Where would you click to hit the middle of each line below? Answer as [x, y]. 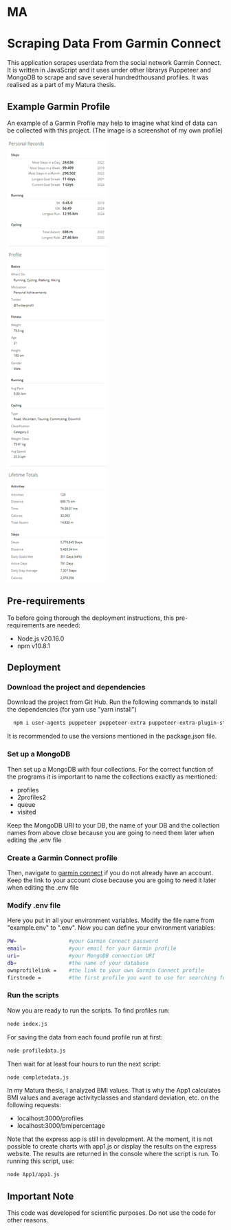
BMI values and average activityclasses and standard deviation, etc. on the [113, 1097]
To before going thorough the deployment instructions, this [90, 618]
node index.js [27, 1024]
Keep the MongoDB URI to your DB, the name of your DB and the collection [113, 825]
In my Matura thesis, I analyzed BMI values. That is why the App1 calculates [114, 1091]
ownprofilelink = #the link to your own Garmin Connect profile [106, 970]
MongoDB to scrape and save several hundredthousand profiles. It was [108, 77]
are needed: [64, 625]
